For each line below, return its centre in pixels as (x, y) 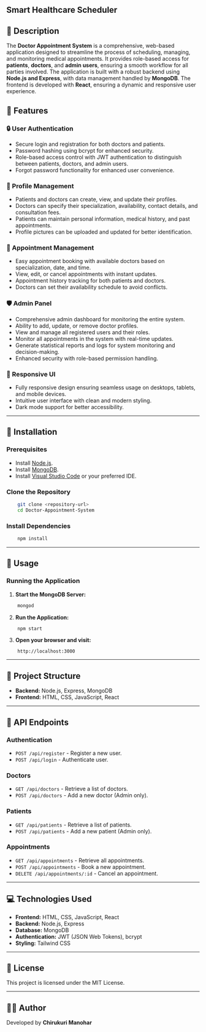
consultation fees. (38, 212)
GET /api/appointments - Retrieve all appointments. (80, 860)
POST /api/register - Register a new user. (68, 753)
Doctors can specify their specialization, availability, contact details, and (106, 206)
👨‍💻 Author (26, 1008)
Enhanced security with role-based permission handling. (86, 358)
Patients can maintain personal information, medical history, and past (102, 219)
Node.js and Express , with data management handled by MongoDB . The (99, 78)
